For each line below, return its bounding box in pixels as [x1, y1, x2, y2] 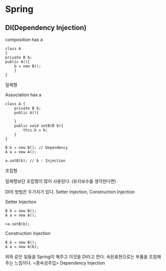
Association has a [5, 92, 41, 98]
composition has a [5, 36, 43, 42]
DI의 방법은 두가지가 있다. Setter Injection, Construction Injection [5, 189, 135, 195]
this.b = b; [23, 128, 48, 133]
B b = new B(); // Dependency [5, 145, 68, 150]
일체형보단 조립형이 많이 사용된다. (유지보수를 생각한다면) [5, 178, 116, 184]
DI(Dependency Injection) [5, 23, 87, 32]
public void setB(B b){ [14, 123, 64, 128]
